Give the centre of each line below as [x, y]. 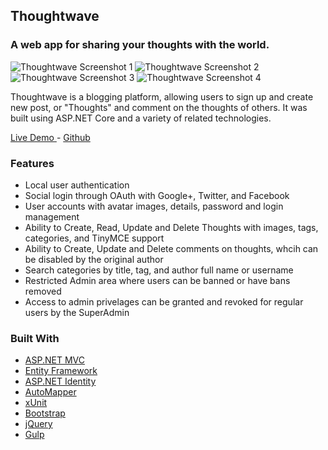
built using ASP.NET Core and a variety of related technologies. [141, 118]
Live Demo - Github [50, 137]
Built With [35, 338]
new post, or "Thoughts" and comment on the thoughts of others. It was [159, 107]
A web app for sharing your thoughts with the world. [140, 45]
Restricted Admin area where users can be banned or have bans [157, 280]
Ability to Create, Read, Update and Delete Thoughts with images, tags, [171, 227]
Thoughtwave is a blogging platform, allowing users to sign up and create [162, 96]
